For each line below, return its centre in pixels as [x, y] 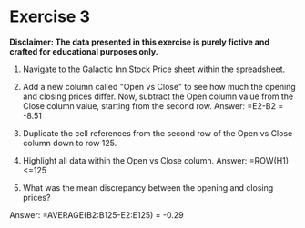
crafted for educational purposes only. [84, 51]
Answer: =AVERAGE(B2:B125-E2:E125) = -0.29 [97, 214]
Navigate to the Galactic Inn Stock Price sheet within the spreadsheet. [154, 69]
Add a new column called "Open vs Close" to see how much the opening [159, 86]
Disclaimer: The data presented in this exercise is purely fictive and [140, 42]
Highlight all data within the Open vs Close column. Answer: [135, 160]
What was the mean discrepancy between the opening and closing [148, 187]
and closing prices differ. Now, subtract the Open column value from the [158, 96]
